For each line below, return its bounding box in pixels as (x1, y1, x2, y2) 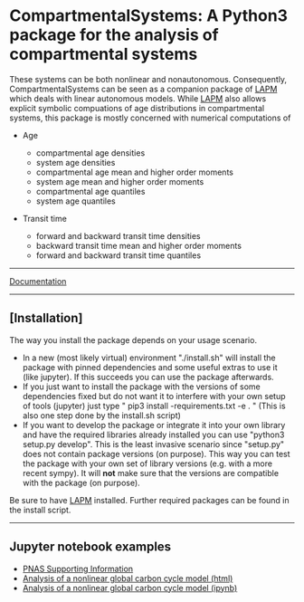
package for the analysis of (9, 24, 219, 45)
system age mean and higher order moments (35, 176, 204, 186)
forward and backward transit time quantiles (35, 250, 202, 261)
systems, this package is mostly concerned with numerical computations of (9, 112, 291, 123)
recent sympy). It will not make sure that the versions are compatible (22, 467, 279, 478)
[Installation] (9, 311, 83, 326)
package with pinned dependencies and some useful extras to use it (22, 361, 278, 372)
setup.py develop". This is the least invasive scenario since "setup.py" (22, 438, 285, 449)
